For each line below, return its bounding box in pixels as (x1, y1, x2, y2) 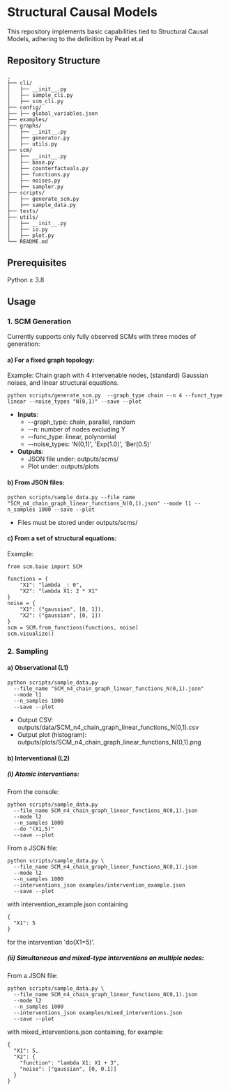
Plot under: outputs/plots (27, 462, 100, 471)
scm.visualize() (7, 630, 54, 637)
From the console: (7, 787, 59, 795)
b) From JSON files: (7, 478, 65, 487)
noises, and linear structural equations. (7, 379, 119, 387)
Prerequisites (7, 257, 67, 269)
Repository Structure (7, 55, 101, 67)
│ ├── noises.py (7, 177, 61, 184)
